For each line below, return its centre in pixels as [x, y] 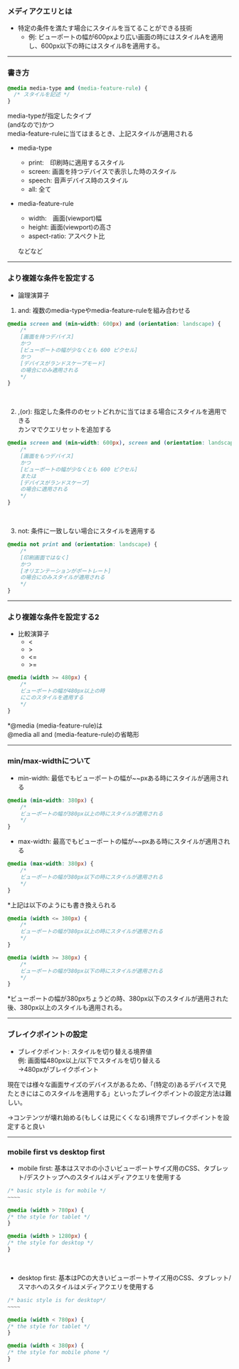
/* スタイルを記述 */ [42, 95]
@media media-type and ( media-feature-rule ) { [78, 88]
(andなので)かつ [31, 125]
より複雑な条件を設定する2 [53, 616]
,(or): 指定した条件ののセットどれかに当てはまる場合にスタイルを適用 [119, 412]
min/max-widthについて [49, 761]
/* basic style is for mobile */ [57, 1190]
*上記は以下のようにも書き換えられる [62, 905]
